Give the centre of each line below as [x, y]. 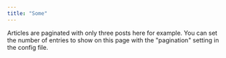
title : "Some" [28, 13]
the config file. [28, 47]
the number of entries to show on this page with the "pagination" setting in [113, 40]
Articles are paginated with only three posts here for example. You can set [112, 33]
